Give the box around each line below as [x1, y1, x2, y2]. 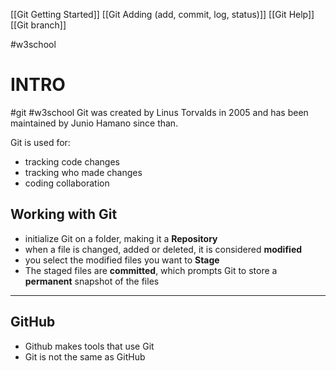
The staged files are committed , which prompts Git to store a [24, 264, 278, 276]
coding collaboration [24, 177, 110, 189]
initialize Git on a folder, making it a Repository [24, 232, 218, 244]
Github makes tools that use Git [24, 340, 155, 352]
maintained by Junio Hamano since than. [10, 117, 179, 129]
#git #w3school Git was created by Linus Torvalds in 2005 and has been [10, 106, 309, 118]
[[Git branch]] [10, 19, 67, 31]
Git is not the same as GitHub [24, 350, 146, 363]
